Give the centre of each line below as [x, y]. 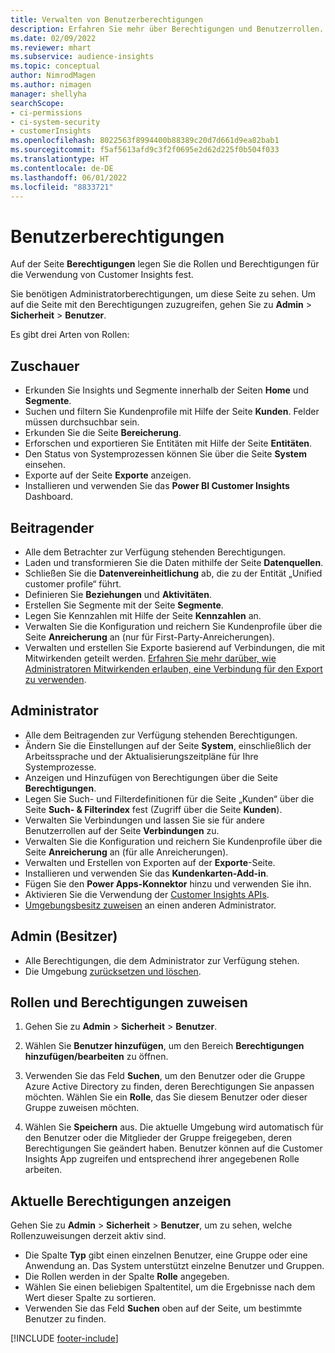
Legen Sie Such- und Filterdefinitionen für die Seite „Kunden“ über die [169, 798]
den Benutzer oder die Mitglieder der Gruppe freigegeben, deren [158, 1138]
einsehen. [45, 465]
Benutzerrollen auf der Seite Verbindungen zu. [122, 830]
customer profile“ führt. [73, 583]
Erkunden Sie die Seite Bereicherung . [103, 433]
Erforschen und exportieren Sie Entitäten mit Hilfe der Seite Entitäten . [168, 443]
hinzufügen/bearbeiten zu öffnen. [96, 1057]
